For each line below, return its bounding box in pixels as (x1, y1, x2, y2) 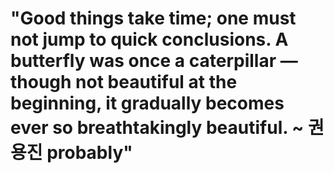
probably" (46, 142, 133, 164)
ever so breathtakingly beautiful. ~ (10, 117, 305, 139)
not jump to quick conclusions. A (10, 28, 289, 51)
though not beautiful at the (10, 71, 238, 94)
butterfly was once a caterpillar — (10, 50, 298, 72)
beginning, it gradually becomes (10, 92, 285, 115)
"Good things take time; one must (10, 7, 297, 30)
